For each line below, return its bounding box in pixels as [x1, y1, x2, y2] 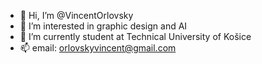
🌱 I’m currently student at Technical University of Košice [19, 31, 252, 42]
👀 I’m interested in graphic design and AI [19, 20, 188, 32]
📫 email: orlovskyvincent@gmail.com [19, 42, 177, 54]
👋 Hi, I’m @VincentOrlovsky [19, 10, 134, 21]
